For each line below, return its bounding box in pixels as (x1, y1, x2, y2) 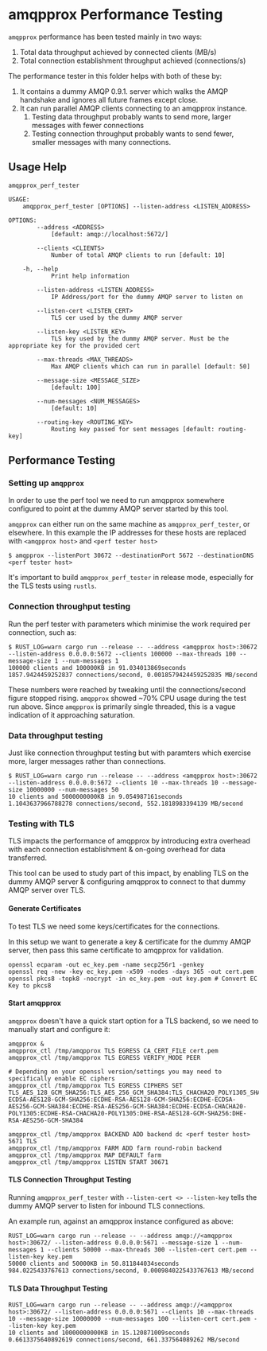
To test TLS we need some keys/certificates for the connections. (8, 921, 220, 931)
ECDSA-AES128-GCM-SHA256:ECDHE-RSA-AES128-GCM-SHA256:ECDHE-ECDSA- (8, 1096, 237, 1104)
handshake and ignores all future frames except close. (19, 95, 199, 104)
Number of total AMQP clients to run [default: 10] (50, 251, 226, 259)
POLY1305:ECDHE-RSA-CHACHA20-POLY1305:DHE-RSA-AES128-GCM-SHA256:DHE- (8, 1109, 247, 1117)
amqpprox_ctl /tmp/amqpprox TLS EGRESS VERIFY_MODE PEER (8, 1053, 201, 1061)
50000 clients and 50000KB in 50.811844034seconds (8, 1260, 180, 1267)
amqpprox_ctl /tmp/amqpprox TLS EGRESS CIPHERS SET (8, 1081, 183, 1089)
